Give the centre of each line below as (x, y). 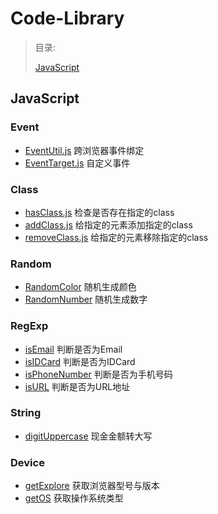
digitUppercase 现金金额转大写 (88, 436)
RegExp (29, 326)
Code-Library (67, 18)
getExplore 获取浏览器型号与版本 (92, 486)
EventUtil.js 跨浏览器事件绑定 (84, 150)
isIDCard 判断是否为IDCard (80, 361)
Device (27, 462)
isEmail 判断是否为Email (73, 349)
